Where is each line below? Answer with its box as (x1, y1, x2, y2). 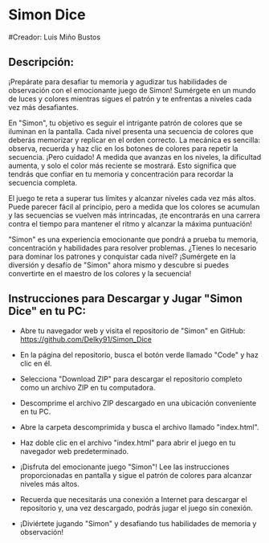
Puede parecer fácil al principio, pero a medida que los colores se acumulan (8, 202, 260, 211)
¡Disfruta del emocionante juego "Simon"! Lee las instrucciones (19, 462, 230, 472)
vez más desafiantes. (8, 102, 79, 112)
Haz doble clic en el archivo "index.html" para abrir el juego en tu (19, 438, 236, 447)
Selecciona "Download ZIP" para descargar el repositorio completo (19, 374, 243, 383)
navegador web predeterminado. (19, 446, 129, 455)
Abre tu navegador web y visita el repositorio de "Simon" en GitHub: (19, 325, 246, 335)
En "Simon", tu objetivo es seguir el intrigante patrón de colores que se (8, 118, 243, 128)
